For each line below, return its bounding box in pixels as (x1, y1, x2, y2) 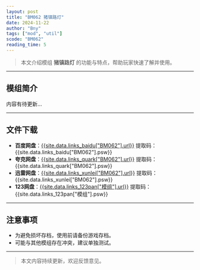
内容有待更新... (6, 100, 43, 107)
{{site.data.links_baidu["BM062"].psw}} (14, 148, 112, 155)
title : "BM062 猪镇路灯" (6, 14, 64, 20)
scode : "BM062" (6, 36, 44, 42)
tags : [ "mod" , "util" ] (6, 31, 62, 37)
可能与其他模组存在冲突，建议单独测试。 (14, 239, 114, 246)
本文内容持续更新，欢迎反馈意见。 (20, 258, 105, 265)
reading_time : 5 (6, 42, 46, 48)
